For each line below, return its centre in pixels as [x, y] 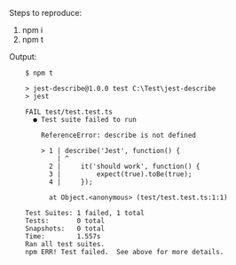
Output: [23, 56]
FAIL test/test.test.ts [69, 112]
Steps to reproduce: [46, 13]
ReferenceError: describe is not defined [119, 135]
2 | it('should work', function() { [124, 166]
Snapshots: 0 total [65, 229]
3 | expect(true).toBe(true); [120, 174]
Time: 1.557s [63, 237]
